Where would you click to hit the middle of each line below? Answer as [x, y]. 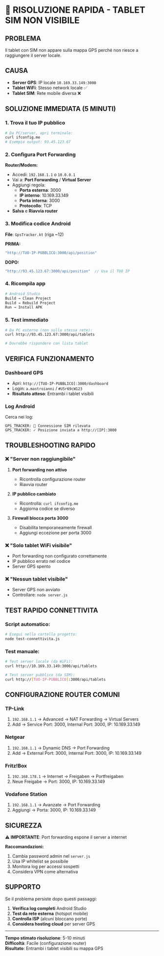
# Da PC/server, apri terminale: [39, 133]
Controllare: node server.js [40, 595]
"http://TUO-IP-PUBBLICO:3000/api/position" [51, 253]
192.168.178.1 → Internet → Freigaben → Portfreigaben [68, 776]
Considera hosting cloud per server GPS [53, 924]
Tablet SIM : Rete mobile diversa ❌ [47, 93]
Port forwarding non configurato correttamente [60, 556]
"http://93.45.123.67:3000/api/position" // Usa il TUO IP [68, 271]
